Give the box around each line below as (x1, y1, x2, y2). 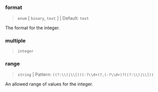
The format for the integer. (5, 25, 60, 31)
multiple (5, 37, 26, 44)
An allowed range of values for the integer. (5, 81, 93, 87)
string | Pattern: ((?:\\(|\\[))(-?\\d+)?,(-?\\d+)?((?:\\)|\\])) (17, 71, 154, 77)
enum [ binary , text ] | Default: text (17, 15, 89, 21)
